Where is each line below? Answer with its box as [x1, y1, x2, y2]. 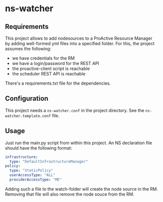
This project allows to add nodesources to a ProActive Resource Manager [5, 35, 153, 41]
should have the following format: [5, 145, 72, 151]
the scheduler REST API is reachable [12, 71, 86, 76]
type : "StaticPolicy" [9, 168, 54, 173]
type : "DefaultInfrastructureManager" [9, 159, 89, 164]
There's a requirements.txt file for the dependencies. [5, 80, 111, 86]
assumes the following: [5, 46, 52, 51]
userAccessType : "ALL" [9, 173, 55, 178]
